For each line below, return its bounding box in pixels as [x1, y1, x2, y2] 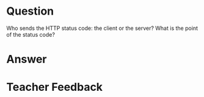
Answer [6, 52, 47, 66]
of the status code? [6, 31, 55, 38]
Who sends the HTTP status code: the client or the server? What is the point [6, 24, 199, 32]
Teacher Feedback [6, 81, 103, 94]
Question [6, 4, 54, 18]
